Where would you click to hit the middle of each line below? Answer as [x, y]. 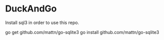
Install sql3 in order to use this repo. [42, 22]
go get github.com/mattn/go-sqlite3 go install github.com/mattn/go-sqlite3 [82, 32]
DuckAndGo [31, 9]
